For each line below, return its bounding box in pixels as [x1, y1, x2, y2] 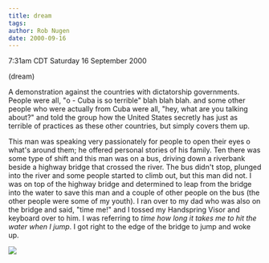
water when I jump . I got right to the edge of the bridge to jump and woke [8, 222, 251, 232]
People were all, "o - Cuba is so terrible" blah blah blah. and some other [8, 95, 246, 105]
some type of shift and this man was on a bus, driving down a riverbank [8, 154, 246, 164]
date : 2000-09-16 [8, 34, 67, 42]
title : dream [8, 11, 52, 20]
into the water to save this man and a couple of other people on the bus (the [8, 188, 260, 197]
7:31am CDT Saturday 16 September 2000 [8, 56, 147, 66]
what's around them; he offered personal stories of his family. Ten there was [8, 145, 261, 155]
